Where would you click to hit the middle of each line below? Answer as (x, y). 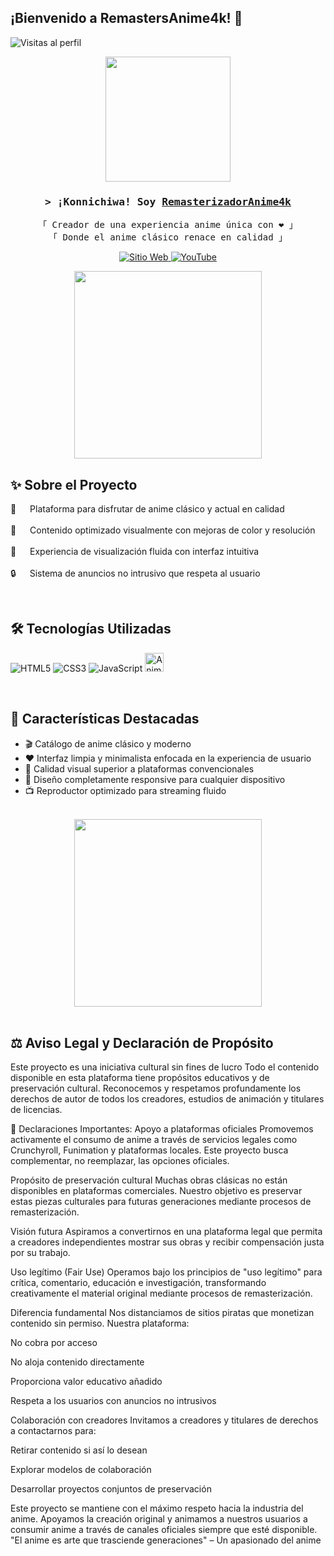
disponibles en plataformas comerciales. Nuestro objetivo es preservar (156, 1191)
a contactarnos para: (53, 1431)
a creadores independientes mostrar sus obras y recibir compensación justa (167, 1242)
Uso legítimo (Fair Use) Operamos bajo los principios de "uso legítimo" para (166, 1272)
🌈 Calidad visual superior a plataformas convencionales (139, 768)
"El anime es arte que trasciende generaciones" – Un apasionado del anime (166, 1540)
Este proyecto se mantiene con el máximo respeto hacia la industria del (157, 1508)
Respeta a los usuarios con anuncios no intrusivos (113, 1401)
